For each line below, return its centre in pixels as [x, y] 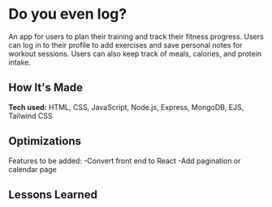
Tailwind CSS [30, 116]
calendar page [32, 169]
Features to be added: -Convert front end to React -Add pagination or [125, 161]
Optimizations [45, 141]
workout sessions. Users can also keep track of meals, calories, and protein [135, 53]
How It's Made [46, 88]
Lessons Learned [53, 194]
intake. [19, 62]
